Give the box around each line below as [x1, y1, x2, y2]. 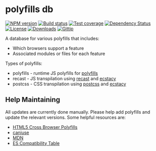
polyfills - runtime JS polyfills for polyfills [12, 70, 98, 76]
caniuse [12, 129, 29, 135]
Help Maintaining [5, 95, 61, 104]
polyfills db [5, 4, 54, 15]
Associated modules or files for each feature [12, 51, 106, 57]
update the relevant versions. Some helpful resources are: [5, 114, 126, 120]
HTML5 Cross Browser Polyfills [12, 124, 78, 130]
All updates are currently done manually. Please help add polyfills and [5, 109, 150, 115]
